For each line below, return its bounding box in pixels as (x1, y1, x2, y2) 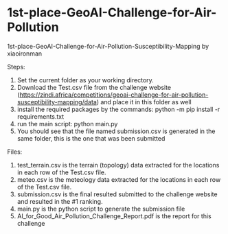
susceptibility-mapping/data (16, 97, 98, 106)
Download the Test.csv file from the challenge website (16, 83, 172, 91)
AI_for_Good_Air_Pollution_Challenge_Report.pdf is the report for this (16, 211, 212, 220)
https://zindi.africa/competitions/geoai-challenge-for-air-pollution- (19, 91, 209, 99)
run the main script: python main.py (16, 119, 118, 128)
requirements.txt (16, 112, 65, 121)
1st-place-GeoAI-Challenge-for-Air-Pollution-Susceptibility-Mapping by (7, 42, 209, 50)
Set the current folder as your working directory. (16, 75, 155, 84)
